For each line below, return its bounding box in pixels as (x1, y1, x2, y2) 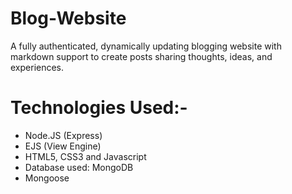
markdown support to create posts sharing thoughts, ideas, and (10, 50, 273, 62)
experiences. (10, 61, 65, 73)
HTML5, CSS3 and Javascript (24, 150, 147, 162)
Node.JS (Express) (24, 129, 103, 141)
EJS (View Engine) (24, 140, 102, 152)
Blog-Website (10, 7, 127, 30)
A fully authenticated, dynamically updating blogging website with (10, 40, 282, 52)
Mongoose (24, 172, 70, 184)
